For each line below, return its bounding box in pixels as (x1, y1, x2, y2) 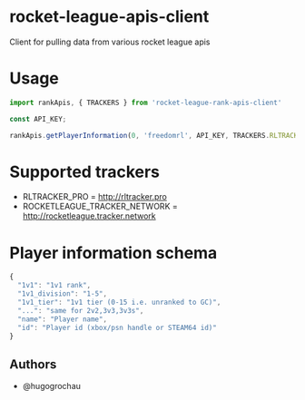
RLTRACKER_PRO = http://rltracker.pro (22, 191, 168, 202)
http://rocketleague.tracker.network (22, 210, 156, 221)
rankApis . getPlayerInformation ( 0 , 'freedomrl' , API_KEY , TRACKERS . (9, 131, 271, 140)
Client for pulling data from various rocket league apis (9, 36, 211, 47)
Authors (9, 356, 57, 372)
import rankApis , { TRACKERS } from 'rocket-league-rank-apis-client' (9, 98, 282, 107)
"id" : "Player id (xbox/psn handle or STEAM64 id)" (17, 323, 218, 332)
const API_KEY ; (9, 114, 67, 123)
